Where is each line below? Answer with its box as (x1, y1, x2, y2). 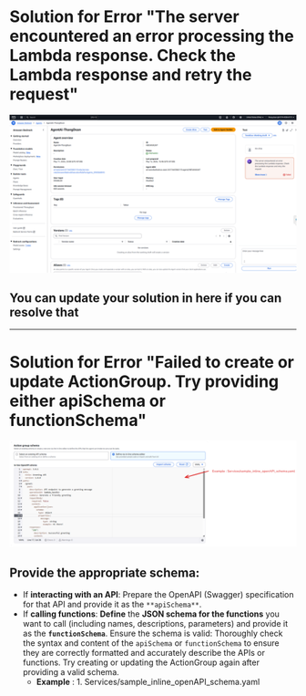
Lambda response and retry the (9, 65, 252, 86)
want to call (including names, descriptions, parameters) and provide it (22, 618, 289, 629)
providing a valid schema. (22, 667, 120, 678)
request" (9, 84, 79, 105)
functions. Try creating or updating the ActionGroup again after (22, 657, 260, 668)
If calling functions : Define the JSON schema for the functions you (22, 608, 280, 619)
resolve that (9, 304, 79, 320)
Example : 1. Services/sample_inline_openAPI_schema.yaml (36, 677, 260, 688)
